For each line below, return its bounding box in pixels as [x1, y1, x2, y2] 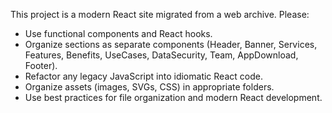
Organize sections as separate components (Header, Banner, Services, [24, 39, 318, 50]
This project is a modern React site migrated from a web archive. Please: [10, 9, 310, 20]
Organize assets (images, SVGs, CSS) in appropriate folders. [24, 81, 275, 93]
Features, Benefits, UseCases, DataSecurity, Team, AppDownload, [24, 49, 299, 61]
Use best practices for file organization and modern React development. [24, 92, 323, 103]
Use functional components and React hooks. [24, 28, 213, 39]
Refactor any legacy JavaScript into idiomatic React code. [24, 70, 263, 82]
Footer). [24, 60, 58, 71]
